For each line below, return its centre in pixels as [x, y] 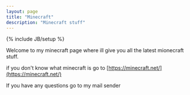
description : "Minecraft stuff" [46, 22]
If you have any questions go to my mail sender [64, 86]
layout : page [22, 11]
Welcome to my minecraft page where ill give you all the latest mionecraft [95, 50]
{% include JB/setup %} [35, 39]
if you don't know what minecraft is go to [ [57, 68]
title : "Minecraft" [30, 17]
